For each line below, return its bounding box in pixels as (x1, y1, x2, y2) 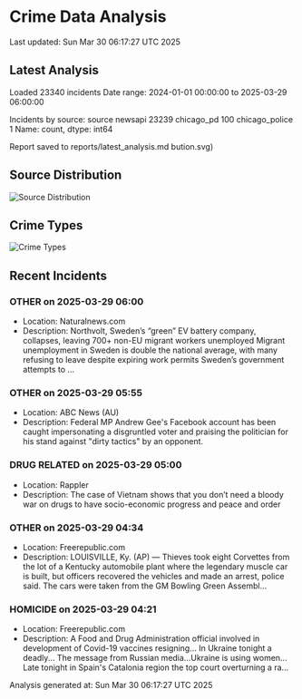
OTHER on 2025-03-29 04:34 (9, 521, 144, 534)
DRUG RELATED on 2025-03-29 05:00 (9, 459, 182, 471)
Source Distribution (9, 168, 122, 183)
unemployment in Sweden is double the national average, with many (22, 345, 278, 355)
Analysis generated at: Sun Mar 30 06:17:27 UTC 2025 (9, 680, 213, 691)
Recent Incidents (9, 267, 107, 283)
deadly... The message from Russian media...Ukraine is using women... (22, 653, 287, 664)
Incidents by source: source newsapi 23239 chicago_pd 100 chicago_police (9, 113, 293, 124)
